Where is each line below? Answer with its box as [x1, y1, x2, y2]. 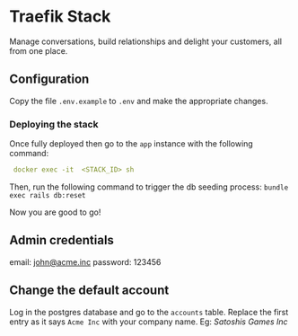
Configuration [9, 72, 90, 87]
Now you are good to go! [9, 207, 101, 217]
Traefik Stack [9, 6, 111, 27]
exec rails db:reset [9, 190, 87, 199]
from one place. [9, 45, 68, 56]
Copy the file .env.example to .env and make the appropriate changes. [9, 95, 268, 106]
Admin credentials [9, 233, 115, 248]
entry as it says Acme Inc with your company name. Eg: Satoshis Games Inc [9, 316, 289, 327]
